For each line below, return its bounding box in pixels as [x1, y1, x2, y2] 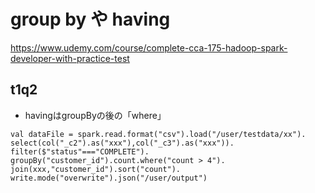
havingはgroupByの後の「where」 [24, 109, 167, 121]
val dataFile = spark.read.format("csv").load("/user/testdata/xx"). [10, 129, 307, 139]
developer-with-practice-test [10, 52, 130, 64]
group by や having [10, 8, 171, 31]
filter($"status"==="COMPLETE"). [10, 146, 150, 157]
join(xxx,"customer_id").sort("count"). [10, 164, 182, 174]
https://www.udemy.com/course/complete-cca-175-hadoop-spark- [10, 41, 288, 54]
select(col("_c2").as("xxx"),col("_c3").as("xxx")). [10, 138, 235, 148]
